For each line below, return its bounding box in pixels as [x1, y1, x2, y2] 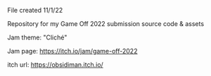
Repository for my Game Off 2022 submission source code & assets [7, 20, 205, 27]
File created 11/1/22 [7, 6, 63, 14]
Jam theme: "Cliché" [7, 33, 68, 42]
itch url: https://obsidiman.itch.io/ [7, 61, 103, 69]
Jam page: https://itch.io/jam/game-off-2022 [7, 47, 138, 55]
